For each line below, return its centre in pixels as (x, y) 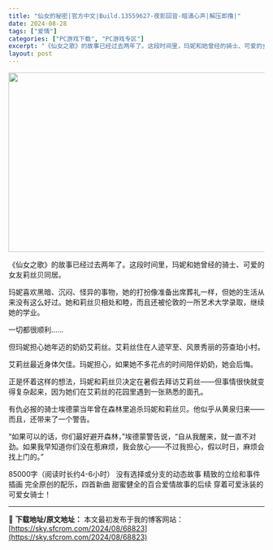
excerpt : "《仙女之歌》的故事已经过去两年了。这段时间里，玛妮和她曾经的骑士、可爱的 (135, 46)
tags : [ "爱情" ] (33, 31)
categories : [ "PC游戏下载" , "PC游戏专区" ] (76, 39)
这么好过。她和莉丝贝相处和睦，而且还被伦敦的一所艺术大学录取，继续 (147, 302)
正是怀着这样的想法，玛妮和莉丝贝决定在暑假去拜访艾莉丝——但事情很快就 (133, 382)
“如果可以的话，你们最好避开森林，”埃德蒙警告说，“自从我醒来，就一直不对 (132, 437)
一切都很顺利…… (36, 330)
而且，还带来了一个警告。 (51, 419)
